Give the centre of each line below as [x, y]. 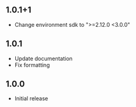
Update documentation [43, 58]
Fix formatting [32, 65]
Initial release [31, 98]
